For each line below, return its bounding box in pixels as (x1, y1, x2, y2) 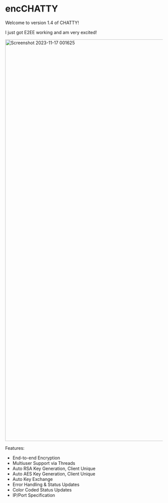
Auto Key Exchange (12, 476, 53, 482)
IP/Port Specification (12, 492, 55, 498)
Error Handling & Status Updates (12, 481, 80, 487)
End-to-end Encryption (12, 455, 60, 461)
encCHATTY (5, 3, 58, 15)
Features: (5, 445, 25, 451)
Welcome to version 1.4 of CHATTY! (5, 20, 79, 26)
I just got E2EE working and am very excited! (5, 29, 97, 35)
